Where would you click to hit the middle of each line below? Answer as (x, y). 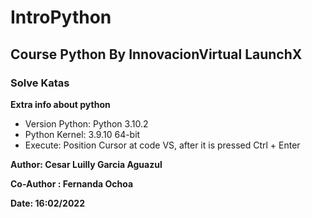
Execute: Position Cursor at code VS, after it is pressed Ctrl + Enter (162, 145)
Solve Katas (40, 83)
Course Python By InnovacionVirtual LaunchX (156, 54)
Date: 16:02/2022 (47, 203)
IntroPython (61, 17)
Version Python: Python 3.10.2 (86, 123)
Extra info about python (60, 104)
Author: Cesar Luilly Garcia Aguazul (86, 164)
